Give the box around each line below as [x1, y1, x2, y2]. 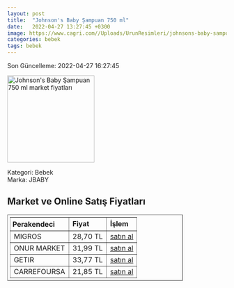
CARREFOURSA [13, 266, 65, 276]
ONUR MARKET [13, 243, 65, 253]
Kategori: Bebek [7, 168, 54, 176]
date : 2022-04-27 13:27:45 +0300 [7, 23, 111, 30]
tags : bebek [7, 42, 42, 49]
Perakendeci [13, 219, 56, 229]
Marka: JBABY [7, 175, 49, 184]
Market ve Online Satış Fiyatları [7, 195, 146, 207]
